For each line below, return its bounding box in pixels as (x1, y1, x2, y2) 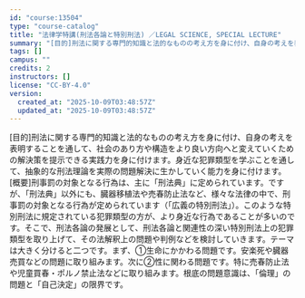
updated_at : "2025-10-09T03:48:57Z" (17, 106, 156, 115)
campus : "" (9, 55, 51, 64)
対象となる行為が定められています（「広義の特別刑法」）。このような (33, 200, 284, 211)
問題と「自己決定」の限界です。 (9, 279, 129, 290)
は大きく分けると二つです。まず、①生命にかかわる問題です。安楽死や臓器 (9, 245, 289, 256)
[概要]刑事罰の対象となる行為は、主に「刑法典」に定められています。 (9, 178, 269, 188)
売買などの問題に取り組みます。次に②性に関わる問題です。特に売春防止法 (9, 256, 290, 267)
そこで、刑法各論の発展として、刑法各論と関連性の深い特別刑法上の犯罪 (24, 223, 294, 234)
